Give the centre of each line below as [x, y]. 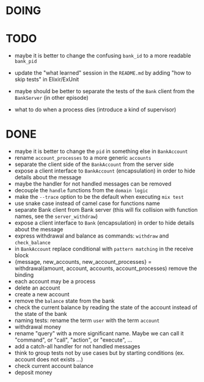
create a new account [42, 294]
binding [24, 275]
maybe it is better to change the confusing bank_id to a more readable [103, 56]
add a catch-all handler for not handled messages [77, 346]
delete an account [37, 288]
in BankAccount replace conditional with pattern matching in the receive [104, 249]
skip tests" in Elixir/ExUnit [47, 80]
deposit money [33, 373]
